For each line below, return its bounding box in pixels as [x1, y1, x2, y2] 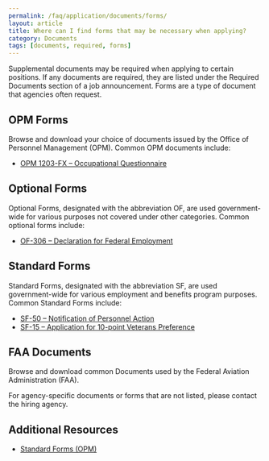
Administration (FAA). [8, 376, 79, 385]
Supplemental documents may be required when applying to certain [8, 64, 234, 73]
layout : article [8, 19, 63, 27]
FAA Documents [8, 345, 92, 359]
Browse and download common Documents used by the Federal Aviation [8, 367, 250, 376]
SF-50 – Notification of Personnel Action [19, 314, 155, 323]
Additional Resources [8, 422, 118, 436]
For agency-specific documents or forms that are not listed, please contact [8, 391, 258, 401]
